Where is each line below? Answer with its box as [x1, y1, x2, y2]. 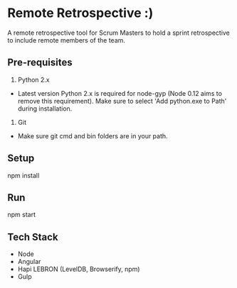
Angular [17, 257, 41, 266]
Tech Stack [7, 231, 58, 243]
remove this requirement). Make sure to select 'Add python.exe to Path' [17, 96, 227, 105]
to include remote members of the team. [7, 35, 126, 44]
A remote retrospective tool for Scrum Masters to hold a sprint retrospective [7, 28, 230, 37]
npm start [7, 211, 36, 219]
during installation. [17, 104, 73, 113]
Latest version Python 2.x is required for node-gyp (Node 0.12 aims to [17, 89, 223, 97]
